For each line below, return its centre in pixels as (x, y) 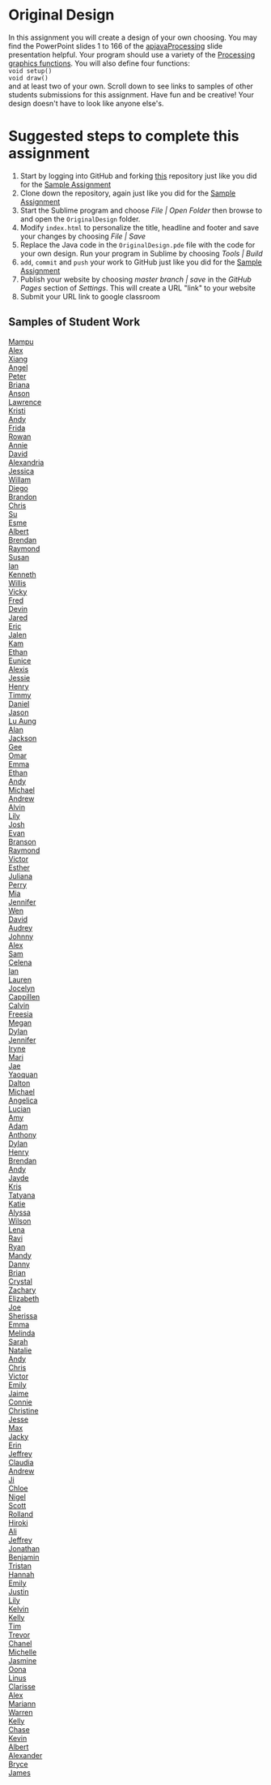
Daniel (19, 703)
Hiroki (18, 1522)
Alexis (19, 669)
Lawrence (25, 402)
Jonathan (24, 1548)
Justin (19, 1591)
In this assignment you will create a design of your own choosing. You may (133, 37)
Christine (23, 1410)
